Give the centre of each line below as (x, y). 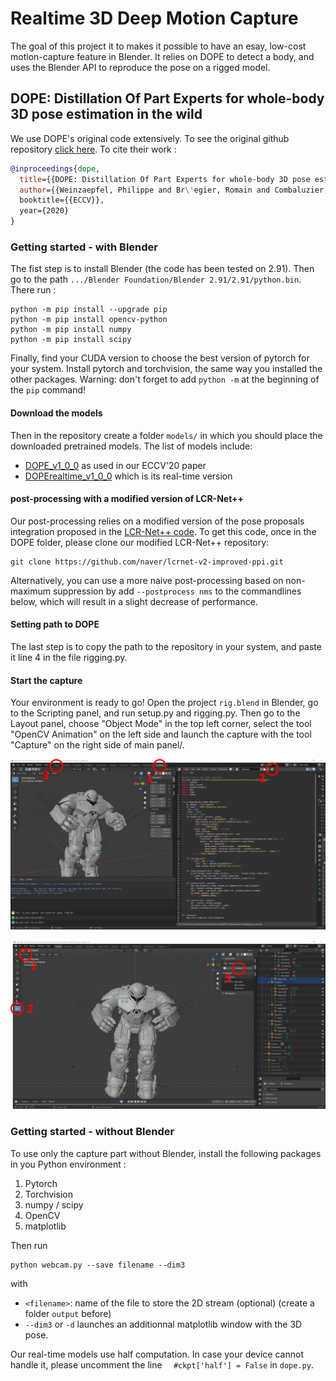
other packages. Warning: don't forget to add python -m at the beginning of (165, 379)
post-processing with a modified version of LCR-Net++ (127, 499)
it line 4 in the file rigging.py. (69, 657)
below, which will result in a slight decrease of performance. (134, 601)
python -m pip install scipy (71, 340)
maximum (30, 591)
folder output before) (68, 1313)
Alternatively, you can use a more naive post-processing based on (147, 580)
